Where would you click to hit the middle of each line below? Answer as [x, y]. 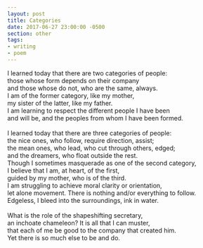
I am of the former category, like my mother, [71, 95]
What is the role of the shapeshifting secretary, [75, 215]
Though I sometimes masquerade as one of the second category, [102, 163]
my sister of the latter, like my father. [60, 103]
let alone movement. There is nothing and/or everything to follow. [102, 193]
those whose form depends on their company [73, 80]
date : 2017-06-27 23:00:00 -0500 [56, 27]
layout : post [26, 14]
